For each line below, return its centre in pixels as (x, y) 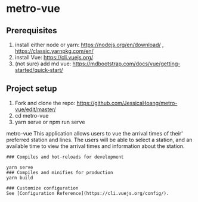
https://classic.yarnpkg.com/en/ (54, 51)
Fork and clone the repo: (45, 103)
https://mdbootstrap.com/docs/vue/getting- (126, 64)
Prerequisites (32, 31)
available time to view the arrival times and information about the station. (95, 146)
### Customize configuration (42, 188)
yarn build (20, 178)
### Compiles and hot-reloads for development (65, 157)
